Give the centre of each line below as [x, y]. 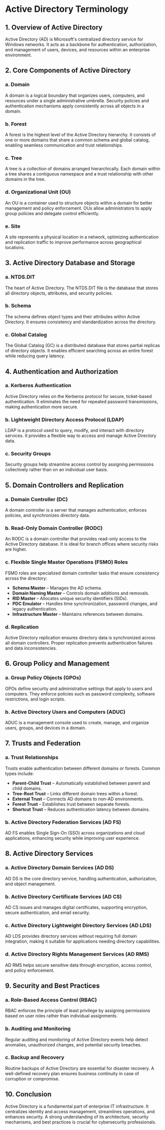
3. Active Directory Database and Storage [70, 263]
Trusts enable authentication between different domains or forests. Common [83, 768]
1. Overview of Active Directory [54, 27]
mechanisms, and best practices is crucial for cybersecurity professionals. [81, 1122]
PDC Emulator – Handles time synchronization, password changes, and [85, 604]
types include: [19, 773]
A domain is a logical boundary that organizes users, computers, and [75, 95]
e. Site [13, 226]
